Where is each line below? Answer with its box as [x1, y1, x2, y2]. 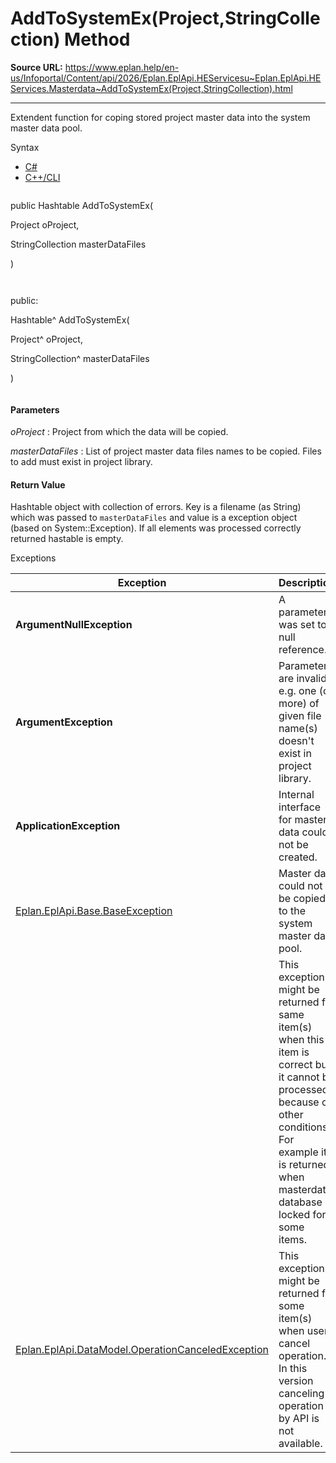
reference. [278, 643, 328, 657]
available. [278, 1437, 323, 1451]
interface [278, 800, 322, 814]
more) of [278, 697, 320, 711]
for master [278, 813, 328, 827]
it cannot [278, 1070, 320, 1084]
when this [278, 1033, 325, 1047]
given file [278, 709, 322, 723]
